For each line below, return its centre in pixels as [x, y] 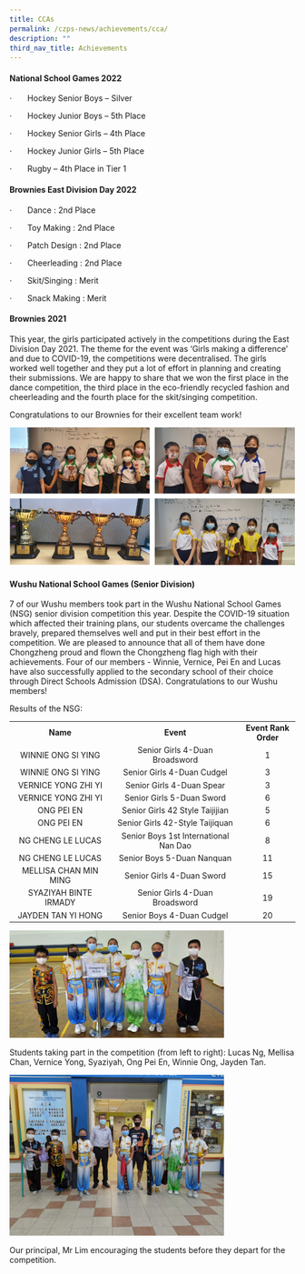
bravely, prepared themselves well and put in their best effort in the [135, 633]
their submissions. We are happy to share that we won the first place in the [149, 377]
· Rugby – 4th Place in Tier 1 [68, 169]
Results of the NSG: [46, 708]
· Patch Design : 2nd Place [65, 245]
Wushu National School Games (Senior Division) [102, 584]
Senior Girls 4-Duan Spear [175, 785]
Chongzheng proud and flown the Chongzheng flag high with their [133, 652]
